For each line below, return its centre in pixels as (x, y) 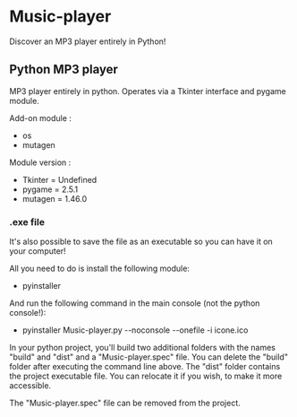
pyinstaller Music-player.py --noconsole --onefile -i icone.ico (135, 330)
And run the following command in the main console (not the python (135, 303)
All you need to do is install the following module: (100, 269)
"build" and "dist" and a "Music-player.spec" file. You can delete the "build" (149, 357)
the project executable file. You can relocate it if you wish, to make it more (146, 376)
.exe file (27, 222)
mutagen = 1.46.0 (55, 198)
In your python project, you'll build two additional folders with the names (142, 348)
